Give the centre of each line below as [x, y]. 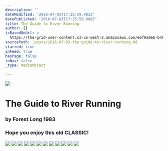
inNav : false [19, 61]
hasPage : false [21, 56]
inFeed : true [19, 51]
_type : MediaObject [25, 65]
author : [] [16, 28]
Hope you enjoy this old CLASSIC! [47, 133]
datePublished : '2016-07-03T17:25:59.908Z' [51, 19]
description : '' [22, 10]
